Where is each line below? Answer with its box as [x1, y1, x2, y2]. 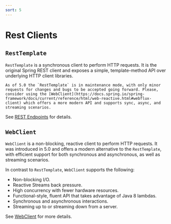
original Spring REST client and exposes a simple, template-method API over [5, 67, 166, 73]
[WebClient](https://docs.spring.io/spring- [48, 91, 145, 97]
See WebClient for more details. [5, 213, 72, 219]
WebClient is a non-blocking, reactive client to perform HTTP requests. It [5, 141, 158, 147]
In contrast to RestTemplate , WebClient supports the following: [5, 166, 135, 173]
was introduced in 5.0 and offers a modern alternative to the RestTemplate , [5, 146, 162, 152]
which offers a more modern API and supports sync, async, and [23, 100, 161, 105]
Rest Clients [5, 29, 58, 41]
